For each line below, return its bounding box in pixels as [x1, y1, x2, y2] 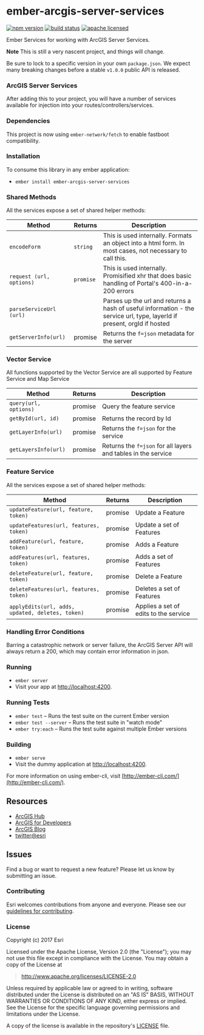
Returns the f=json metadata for [103, 329, 195, 338]
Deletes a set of [135, 584, 180, 593]
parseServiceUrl [9, 306, 56, 313]
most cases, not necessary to [103, 247, 187, 255]
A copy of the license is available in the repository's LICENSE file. [6, 1022, 170, 1030]
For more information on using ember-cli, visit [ [6, 772, 124, 779]
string [73, 244, 93, 250]
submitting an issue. [6, 872, 56, 879]
